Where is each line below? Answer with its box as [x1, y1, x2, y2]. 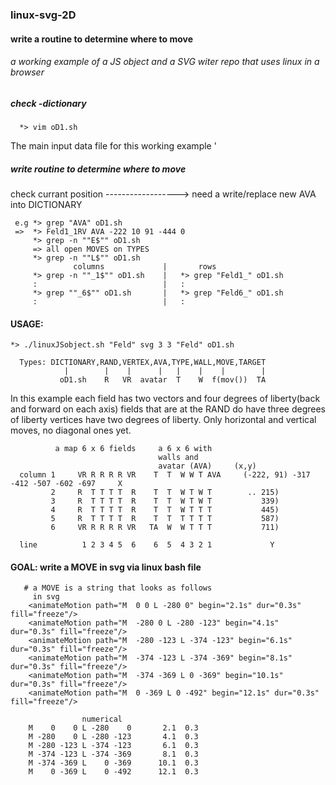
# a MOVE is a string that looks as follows [23, 583, 213, 593]
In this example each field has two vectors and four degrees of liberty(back [10, 393, 321, 405]
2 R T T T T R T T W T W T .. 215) [50, 488, 280, 498]
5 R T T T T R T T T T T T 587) [50, 514, 280, 524]
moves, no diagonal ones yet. [10, 424, 132, 437]
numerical [81, 714, 123, 725]
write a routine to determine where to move [10, 33, 194, 45]
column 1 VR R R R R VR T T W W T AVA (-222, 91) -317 [19, 470, 311, 480]
